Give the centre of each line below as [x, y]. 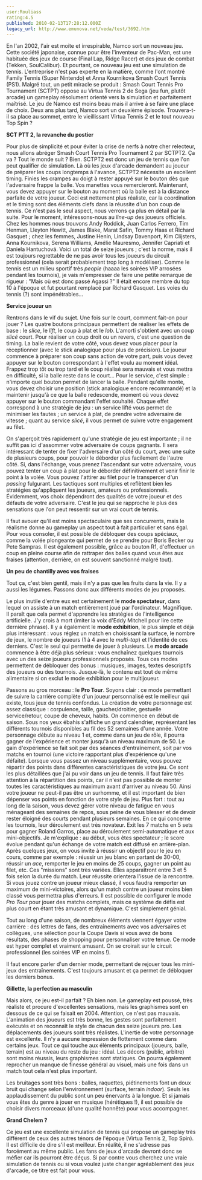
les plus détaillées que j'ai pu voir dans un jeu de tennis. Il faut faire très [95, 774]
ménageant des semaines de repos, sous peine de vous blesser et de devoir [101, 812]
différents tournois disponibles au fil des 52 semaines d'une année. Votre [97, 729]
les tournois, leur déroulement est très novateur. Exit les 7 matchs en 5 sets [99, 825]
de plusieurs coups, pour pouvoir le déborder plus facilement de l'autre [95, 458]
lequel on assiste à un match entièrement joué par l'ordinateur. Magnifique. [99, 608]
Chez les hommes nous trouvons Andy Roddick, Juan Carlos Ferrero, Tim [97, 224]
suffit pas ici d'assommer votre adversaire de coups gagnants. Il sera [92, 445]
